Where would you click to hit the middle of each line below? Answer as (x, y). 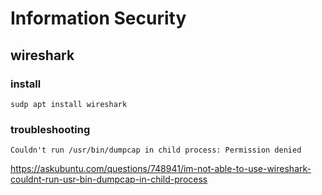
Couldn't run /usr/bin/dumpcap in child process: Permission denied (156, 150)
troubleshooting (50, 129)
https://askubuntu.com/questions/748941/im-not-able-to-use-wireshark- (161, 169)
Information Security (98, 18)
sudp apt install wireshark (69, 104)
